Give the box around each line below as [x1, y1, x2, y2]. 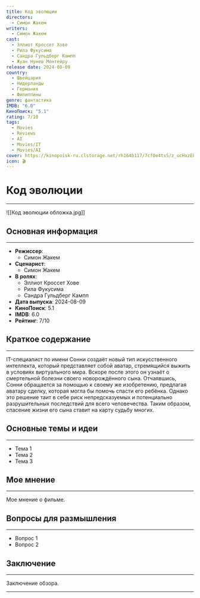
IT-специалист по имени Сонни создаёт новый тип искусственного [6, 355, 177, 363]
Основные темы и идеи [6, 424, 98, 434]
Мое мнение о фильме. [6, 496, 65, 503]
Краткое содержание [6, 334, 91, 345]
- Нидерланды [11, 81, 44, 87]
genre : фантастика [6, 97, 52, 103]
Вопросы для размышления [6, 513, 117, 524]
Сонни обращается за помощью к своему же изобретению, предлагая [6, 381, 187, 388]
